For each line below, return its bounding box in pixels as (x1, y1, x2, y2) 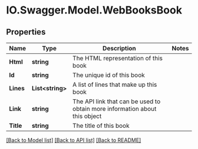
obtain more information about (72, 105, 157, 113)
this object (72, 112, 102, 120)
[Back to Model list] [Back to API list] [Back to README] (6, 137, 141, 144)
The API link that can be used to (72, 97, 161, 106)
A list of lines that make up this (72, 80, 157, 89)
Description (102, 45, 137, 52)
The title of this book (72, 121, 130, 130)
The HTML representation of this (72, 54, 163, 62)
